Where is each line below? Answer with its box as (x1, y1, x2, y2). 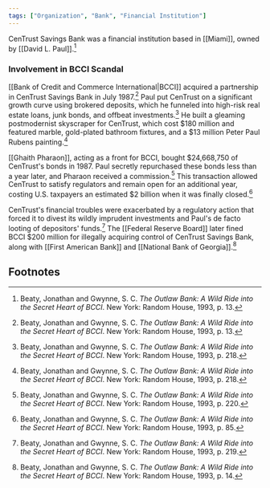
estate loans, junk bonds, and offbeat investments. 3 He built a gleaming (8, 109, 246, 120)
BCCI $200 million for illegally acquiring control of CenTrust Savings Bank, (8, 232, 255, 242)
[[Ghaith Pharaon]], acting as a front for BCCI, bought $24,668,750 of (8, 152, 239, 162)
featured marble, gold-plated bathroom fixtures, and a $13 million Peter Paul (8, 127, 260, 136)
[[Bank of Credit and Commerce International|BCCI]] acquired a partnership (8, 82, 259, 91)
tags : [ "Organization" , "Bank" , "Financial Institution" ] (8, 11, 207, 20)
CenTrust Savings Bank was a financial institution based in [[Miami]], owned (8, 34, 260, 43)
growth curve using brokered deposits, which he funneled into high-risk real (8, 100, 260, 110)
